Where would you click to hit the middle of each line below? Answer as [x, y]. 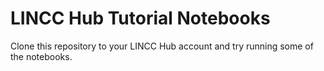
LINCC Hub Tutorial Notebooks [140, 18]
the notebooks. [41, 56]
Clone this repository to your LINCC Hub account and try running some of [162, 46]
